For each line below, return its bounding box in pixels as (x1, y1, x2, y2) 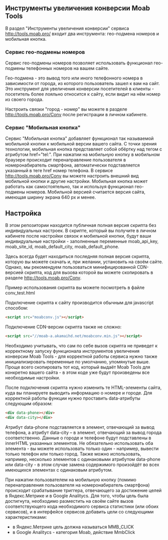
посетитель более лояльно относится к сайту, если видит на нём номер (5, 91, 160, 97)
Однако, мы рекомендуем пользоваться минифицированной (5, 264, 136, 270)
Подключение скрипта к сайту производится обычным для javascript (5, 299, 154, 306)
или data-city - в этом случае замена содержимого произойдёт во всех (5, 461, 159, 468)
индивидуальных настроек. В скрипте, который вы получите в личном (5, 227, 156, 234)
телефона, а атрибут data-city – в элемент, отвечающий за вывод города (5, 429, 162, 435)
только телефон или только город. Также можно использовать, (5, 450, 141, 457)
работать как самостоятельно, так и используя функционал (5, 184, 134, 190)
